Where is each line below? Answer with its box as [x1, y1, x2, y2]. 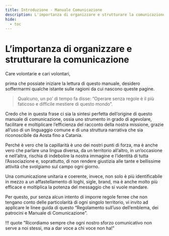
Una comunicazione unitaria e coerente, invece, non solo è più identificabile [5, 173, 162, 179]
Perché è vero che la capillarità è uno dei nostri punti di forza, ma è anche [5, 142, 158, 148]
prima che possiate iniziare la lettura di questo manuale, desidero [5, 80, 140, 86]
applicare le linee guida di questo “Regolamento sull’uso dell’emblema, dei [5, 205, 158, 211]
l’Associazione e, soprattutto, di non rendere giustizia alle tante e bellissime [5, 158, 161, 164]
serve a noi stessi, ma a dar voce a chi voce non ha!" [5, 225, 115, 231]
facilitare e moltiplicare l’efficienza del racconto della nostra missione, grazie [5, 122, 164, 128]
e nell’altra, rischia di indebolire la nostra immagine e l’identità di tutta [5, 153, 148, 159]
